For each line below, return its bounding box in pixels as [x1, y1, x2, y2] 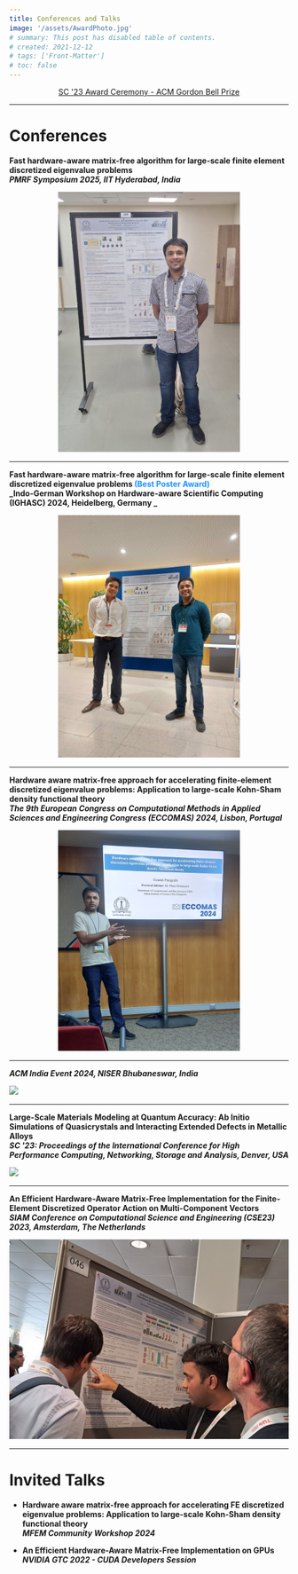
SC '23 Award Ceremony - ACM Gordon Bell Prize [58, 87, 240, 97]
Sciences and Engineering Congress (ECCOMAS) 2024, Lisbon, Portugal [9, 812, 283, 822]
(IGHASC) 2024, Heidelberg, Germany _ [9, 497, 158, 508]
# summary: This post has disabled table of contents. [9, 33, 216, 42]
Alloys [9, 1130, 34, 1141]
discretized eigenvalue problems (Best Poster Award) [9, 478, 210, 489]
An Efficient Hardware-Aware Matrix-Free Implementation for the [9, 1193, 255, 1204]
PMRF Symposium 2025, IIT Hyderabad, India [9, 174, 181, 185]
